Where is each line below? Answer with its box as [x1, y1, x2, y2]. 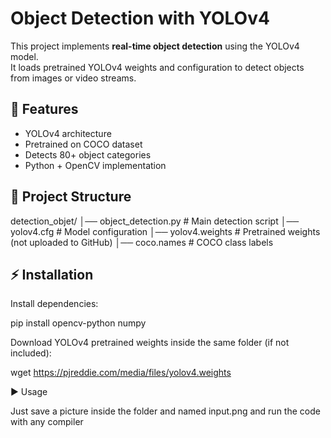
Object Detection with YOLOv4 [10, 7, 270, 30]
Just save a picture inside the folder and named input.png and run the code [10, 405, 321, 417]
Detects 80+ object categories [24, 148, 152, 161]
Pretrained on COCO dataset [24, 138, 143, 150]
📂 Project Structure [10, 188, 132, 206]
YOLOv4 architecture [24, 127, 112, 139]
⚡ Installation [10, 266, 94, 283]
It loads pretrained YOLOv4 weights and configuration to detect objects [10, 61, 305, 73]
